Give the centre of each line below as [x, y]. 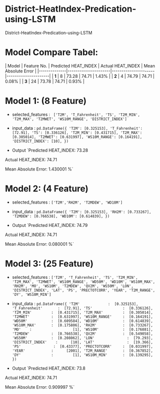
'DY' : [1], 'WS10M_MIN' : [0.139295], [82, 355]
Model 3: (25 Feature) [49, 264]
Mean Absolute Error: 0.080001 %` [39, 244]
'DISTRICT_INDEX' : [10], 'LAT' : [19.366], [82, 342]
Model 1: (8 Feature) [46, 101]
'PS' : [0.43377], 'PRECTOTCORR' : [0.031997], [82, 346]
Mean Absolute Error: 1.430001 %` [39, 169]
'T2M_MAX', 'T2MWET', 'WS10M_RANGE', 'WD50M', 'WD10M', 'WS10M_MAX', [84, 282]
